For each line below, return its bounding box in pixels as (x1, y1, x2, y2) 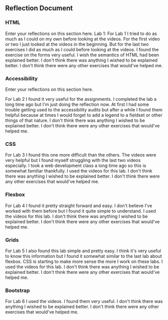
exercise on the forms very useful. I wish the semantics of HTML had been (5, 52, 159, 58)
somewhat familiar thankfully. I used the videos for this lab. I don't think (5, 168, 152, 174)
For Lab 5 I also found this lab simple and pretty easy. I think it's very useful (5, 248, 161, 254)
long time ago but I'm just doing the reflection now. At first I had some (5, 101, 149, 107)
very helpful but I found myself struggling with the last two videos (5, 157, 141, 164)
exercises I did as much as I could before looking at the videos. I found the (5, 46, 159, 52)
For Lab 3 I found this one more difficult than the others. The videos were (5, 152, 156, 158)
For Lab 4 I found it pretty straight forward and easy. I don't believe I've (5, 203, 152, 209)
